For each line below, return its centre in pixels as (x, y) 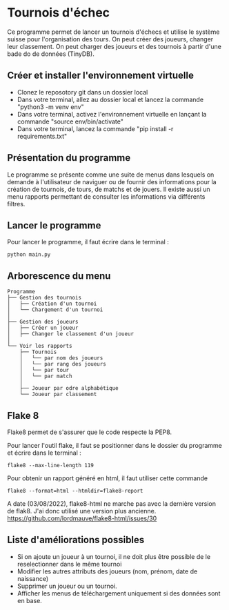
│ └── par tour (44, 371)
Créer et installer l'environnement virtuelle (101, 76)
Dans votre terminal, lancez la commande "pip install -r (95, 128)
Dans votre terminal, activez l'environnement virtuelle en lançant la (112, 114)
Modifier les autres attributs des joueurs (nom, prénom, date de (107, 571)
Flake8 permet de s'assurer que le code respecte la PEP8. (90, 432)
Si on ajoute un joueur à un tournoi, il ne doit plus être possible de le (114, 556)
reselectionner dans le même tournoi (69, 564)
